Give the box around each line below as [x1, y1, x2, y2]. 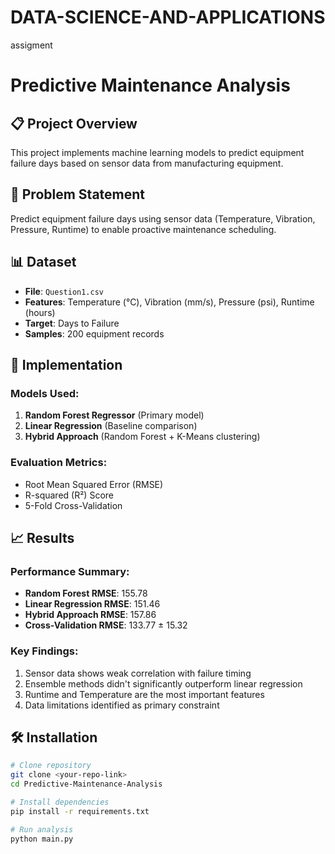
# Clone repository [10, 761, 92, 771]
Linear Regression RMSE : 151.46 [24, 598, 161, 610]
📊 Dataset [10, 254, 77, 271]
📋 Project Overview [10, 115, 138, 132]
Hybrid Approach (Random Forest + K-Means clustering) [24, 431, 261, 443]
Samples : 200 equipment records [24, 327, 165, 340]
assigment [10, 39, 53, 51]
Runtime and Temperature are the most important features [24, 688, 265, 700]
